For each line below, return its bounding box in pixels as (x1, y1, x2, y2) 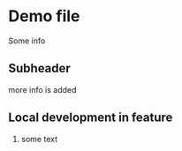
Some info (8, 35, 46, 46)
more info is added (8, 84, 77, 94)
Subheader (8, 61, 72, 76)
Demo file (8, 6, 80, 26)
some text (20, 133, 58, 144)
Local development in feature (8, 110, 173, 125)
